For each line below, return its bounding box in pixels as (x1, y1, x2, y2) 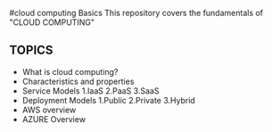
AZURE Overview (21, 113, 87, 124)
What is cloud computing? (21, 66, 119, 77)
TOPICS (9, 43, 54, 58)
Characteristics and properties (21, 76, 135, 87)
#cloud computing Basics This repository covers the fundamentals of (9, 8, 264, 18)
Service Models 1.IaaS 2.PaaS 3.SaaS (21, 85, 160, 96)
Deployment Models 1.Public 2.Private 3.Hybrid (21, 95, 196, 105)
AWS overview (21, 104, 77, 115)
